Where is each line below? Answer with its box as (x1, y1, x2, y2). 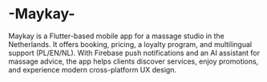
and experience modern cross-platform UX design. (8, 64, 177, 74)
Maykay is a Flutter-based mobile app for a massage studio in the (8, 31, 225, 41)
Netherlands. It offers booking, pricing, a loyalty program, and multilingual (8, 39, 253, 49)
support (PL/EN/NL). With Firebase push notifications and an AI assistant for (8, 48, 261, 57)
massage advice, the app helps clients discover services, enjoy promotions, (8, 57, 259, 66)
